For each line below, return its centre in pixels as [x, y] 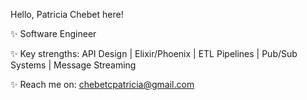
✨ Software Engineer [53, 33]
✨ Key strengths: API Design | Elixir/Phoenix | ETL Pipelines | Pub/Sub [154, 53]
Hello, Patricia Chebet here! [67, 14]
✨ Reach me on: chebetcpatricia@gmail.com [102, 84]
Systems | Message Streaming [73, 65]
